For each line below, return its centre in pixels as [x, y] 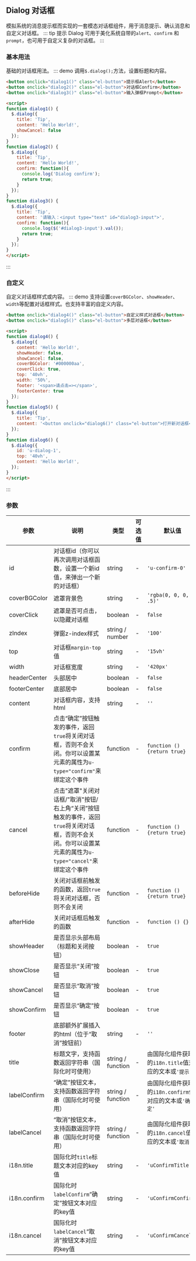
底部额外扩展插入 [77, 1025]
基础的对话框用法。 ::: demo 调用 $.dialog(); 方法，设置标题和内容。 [88, 71]
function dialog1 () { [32, 109]
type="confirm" [74, 771]
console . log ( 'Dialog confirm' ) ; [61, 174]
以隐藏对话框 [71, 619]
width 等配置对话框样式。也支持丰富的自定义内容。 [66, 304]
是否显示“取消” [73, 986]
